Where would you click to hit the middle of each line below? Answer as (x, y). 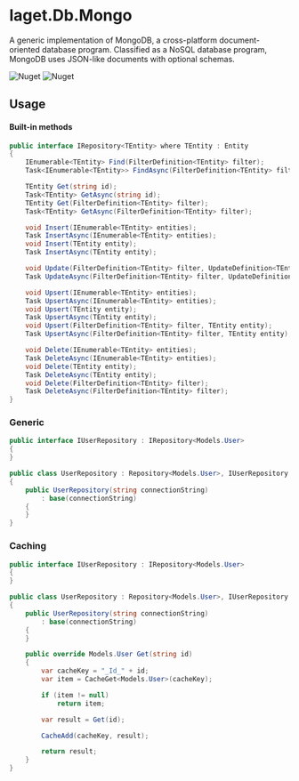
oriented (24, 49)
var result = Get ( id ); (83, 720)
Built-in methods (41, 126)
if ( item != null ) (75, 695)
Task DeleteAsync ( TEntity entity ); (91, 374)
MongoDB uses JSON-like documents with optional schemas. (122, 59)
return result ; (69, 752)
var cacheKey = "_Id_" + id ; (95, 671)
